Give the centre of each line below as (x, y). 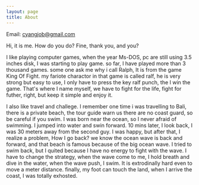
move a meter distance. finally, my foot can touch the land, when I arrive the (99, 169)
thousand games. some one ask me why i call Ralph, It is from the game (94, 69)
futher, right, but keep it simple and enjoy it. (59, 95)
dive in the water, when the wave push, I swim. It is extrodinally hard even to (99, 163)
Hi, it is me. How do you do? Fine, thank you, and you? (72, 46)
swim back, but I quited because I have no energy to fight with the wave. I (97, 150)
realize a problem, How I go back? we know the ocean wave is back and (94, 138)
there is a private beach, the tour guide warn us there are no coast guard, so (99, 113)
